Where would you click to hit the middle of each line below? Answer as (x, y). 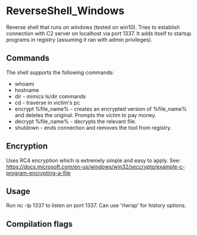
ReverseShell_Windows (65, 11)
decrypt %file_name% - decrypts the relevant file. (75, 121)
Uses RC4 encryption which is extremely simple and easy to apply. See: (93, 160)
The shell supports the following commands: (60, 72)
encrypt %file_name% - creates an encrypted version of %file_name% (101, 109)
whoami (24, 84)
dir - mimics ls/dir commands (50, 96)
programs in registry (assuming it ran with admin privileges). (79, 39)
